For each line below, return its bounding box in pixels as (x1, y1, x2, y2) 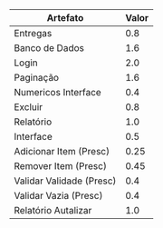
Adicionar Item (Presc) (14, 145, 110, 157)
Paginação (14, 72, 60, 84)
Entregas (14, 27, 53, 39)
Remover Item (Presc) (14, 160, 107, 172)
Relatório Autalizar (14, 204, 92, 216)
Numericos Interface (14, 86, 101, 98)
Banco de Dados (14, 42, 84, 54)
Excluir (14, 101, 43, 113)
